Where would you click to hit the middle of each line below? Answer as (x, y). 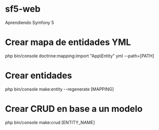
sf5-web (23, 9)
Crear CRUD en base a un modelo (74, 109)
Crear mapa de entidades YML (68, 42)
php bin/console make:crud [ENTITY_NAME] (50, 122)
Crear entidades (39, 76)
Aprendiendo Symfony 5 (30, 22)
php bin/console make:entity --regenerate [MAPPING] (59, 89)
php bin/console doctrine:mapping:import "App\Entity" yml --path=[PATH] (80, 56)
